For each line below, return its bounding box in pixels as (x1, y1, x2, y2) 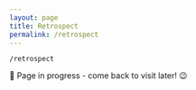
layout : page (9, 13, 59, 22)
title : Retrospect (9, 22, 79, 31)
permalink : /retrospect (9, 30, 99, 39)
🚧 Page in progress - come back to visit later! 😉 (9, 70, 188, 81)
